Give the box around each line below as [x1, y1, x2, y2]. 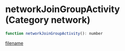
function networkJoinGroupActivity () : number [5, 31, 103, 36]
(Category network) [5, 14, 91, 26]
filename [5, 40, 24, 46]
